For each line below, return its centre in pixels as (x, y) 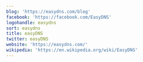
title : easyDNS (25, 34)
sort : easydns (24, 28)
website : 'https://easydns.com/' (47, 45)
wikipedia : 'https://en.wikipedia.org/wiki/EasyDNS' (72, 50)
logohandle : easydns (31, 22)
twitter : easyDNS (27, 39)
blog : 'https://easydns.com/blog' (49, 12)
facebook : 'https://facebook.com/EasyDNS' (59, 17)
